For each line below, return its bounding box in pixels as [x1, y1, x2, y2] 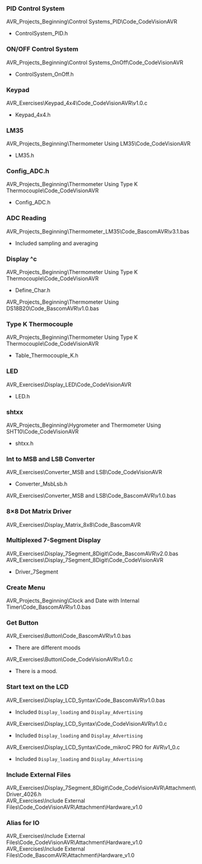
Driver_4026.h [6, 791, 42, 798]
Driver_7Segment [15, 568, 59, 575]
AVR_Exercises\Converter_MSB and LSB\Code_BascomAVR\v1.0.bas [6, 492, 177, 500]
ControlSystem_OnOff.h [15, 70, 74, 78]
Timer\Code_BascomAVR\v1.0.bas [6, 603, 91, 611]
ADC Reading [6, 214, 47, 223]
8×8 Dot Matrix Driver [6, 507, 72, 516]
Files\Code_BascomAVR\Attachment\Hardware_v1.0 [6, 852, 135, 859]
